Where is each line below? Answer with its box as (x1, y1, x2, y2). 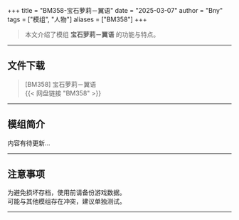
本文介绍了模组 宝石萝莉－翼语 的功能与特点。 (24, 31, 160, 38)
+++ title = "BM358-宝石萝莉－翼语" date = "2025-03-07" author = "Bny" (7, 6, 223, 14)
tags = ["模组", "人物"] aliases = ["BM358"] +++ (7, 15, 147, 23)
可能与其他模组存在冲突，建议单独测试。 (7, 197, 126, 206)
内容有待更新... (7, 138, 51, 147)
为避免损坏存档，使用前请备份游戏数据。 (7, 188, 126, 197)
